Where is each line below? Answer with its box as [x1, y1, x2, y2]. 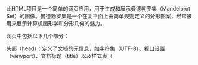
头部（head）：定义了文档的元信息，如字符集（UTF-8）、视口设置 [6, 45, 165, 52]
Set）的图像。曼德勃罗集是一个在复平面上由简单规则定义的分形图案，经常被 [6, 12, 192, 19]
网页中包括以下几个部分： [6, 32, 69, 40]
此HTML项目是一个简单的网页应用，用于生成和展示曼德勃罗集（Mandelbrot [6, 5, 191, 12]
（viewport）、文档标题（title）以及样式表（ [6, 53, 113, 59]
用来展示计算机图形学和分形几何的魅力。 [6, 20, 106, 27]
